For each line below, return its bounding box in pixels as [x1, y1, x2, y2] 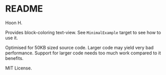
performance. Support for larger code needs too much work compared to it [5, 50, 161, 56]
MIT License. [5, 65, 32, 71]
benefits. [5, 55, 24, 61]
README [5, 3, 43, 15]
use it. [5, 35, 18, 41]
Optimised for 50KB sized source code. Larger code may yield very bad [5, 44, 154, 50]
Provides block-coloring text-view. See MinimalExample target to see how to [5, 29, 161, 35]
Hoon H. [5, 20, 23, 26]
